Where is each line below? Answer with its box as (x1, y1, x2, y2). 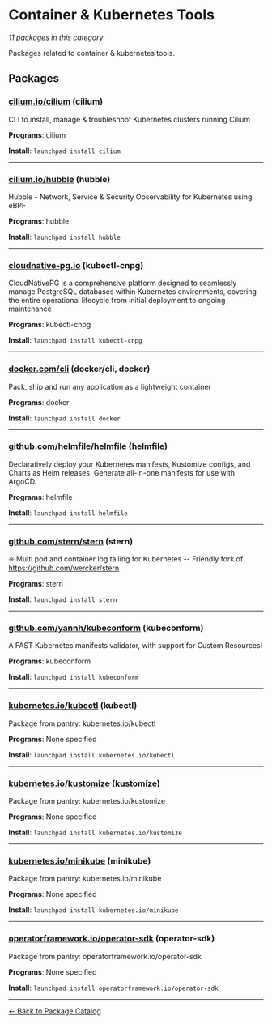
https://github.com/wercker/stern (8, 563, 120, 573)
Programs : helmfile (8, 492, 73, 501)
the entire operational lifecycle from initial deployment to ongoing (8, 296, 226, 305)
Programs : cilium (8, 130, 66, 139)
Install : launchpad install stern (8, 595, 117, 604)
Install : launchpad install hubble (8, 232, 121, 241)
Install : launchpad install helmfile (8, 508, 128, 518)
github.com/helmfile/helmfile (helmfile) (8, 441, 168, 452)
